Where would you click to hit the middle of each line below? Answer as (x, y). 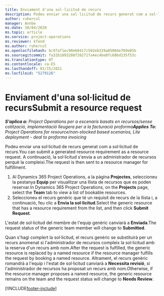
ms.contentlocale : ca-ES (30, 64)
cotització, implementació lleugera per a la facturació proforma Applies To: (81, 126)
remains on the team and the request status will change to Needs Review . (79, 279)
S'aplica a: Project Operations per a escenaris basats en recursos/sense (79, 121)
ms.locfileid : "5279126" (30, 73)
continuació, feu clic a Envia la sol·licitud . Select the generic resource (82, 203)
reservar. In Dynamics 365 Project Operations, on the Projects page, (80, 187)
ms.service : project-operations (38, 37)
